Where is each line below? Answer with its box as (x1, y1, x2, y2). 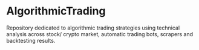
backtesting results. (6, 37, 56, 44)
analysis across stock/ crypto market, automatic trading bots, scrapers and (6, 30, 194, 37)
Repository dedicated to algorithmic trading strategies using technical (6, 24, 180, 31)
